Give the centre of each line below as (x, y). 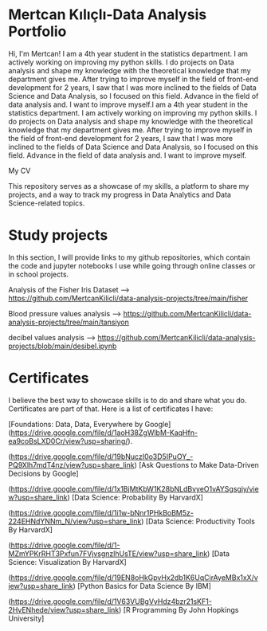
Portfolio (37, 31)
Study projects (58, 235)
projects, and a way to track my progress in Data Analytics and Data (120, 194)
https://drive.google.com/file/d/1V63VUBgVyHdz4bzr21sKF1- (112, 601)
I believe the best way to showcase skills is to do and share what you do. (128, 400)
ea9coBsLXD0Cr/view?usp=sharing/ (68, 441)
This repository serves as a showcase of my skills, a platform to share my (129, 186)
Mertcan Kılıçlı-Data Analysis (108, 15)
